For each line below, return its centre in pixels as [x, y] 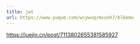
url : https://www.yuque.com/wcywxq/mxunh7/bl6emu [70, 17]
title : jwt [20, 12]
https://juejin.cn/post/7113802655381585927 [62, 34]
